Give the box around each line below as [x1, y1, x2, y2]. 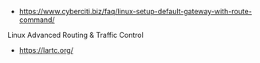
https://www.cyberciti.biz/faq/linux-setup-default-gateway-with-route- [18, 7, 252, 16]
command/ [18, 15, 55, 24]
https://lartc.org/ [18, 46, 73, 54]
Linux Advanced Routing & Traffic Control [7, 31, 144, 39]
